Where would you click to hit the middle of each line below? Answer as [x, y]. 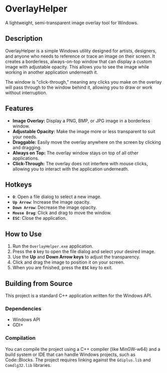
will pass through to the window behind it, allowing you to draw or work [79, 87]
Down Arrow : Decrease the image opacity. [54, 208]
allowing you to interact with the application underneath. [71, 169]
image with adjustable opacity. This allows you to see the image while [77, 67]
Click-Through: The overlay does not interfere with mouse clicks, [80, 163]
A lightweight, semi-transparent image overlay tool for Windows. [72, 23]
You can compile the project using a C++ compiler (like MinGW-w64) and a [83, 349]
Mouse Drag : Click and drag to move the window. [62, 213]
